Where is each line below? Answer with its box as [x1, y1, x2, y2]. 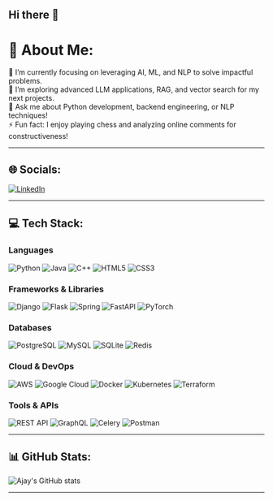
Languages [8, 244, 54, 256]
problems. [8, 76, 42, 86]
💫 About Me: [8, 41, 94, 59]
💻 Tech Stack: [8, 216, 84, 230]
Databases [8, 322, 52, 334]
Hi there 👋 [8, 8, 59, 22]
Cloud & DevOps [8, 361, 75, 372]
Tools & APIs [8, 400, 59, 411]
